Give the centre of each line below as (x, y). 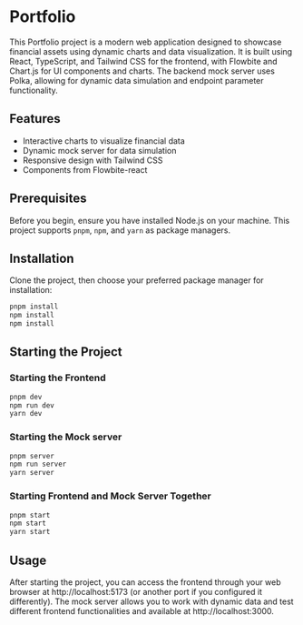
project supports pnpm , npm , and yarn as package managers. (120, 230)
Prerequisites (48, 199)
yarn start (30, 532)
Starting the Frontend (58, 378)
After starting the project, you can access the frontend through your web (145, 582)
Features (35, 119)
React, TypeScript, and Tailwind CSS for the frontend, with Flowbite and (143, 61)
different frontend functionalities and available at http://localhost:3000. (142, 610)
